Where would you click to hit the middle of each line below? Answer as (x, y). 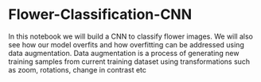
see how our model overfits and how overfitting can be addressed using (126, 44)
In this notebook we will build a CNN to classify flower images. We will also (130, 36)
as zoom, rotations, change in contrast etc (78, 69)
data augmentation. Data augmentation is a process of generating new (124, 53)
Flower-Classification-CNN (100, 15)
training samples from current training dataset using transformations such (129, 61)
